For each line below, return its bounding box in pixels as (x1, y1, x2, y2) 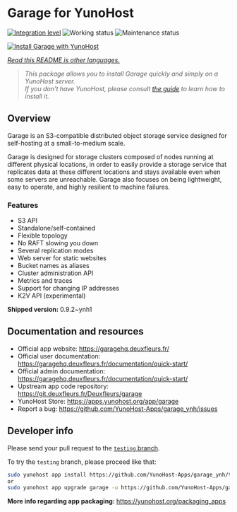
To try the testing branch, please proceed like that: (7, 458, 157, 466)
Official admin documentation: (17, 366, 106, 376)
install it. (24, 92, 49, 100)
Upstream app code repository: (17, 382, 109, 390)
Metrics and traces (17, 277, 73, 285)
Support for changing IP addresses (17, 284, 120, 293)
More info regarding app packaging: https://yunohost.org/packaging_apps (7, 497, 226, 506)
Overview (7, 112, 51, 124)
